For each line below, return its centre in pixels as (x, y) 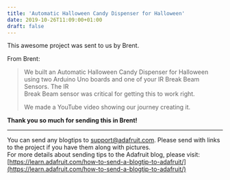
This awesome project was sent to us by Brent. (73, 46)
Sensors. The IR (46, 87)
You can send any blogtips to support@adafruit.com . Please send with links (114, 140)
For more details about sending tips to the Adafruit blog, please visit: (104, 155)
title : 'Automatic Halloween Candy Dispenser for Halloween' (96, 13)
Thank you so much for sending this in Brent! (73, 120)
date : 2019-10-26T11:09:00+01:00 (55, 20)
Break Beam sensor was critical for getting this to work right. (109, 94)
